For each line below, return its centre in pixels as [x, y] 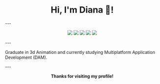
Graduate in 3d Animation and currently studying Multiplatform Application [80, 52]
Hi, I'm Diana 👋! [82, 10]
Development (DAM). [26, 57]
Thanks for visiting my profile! [82, 76]
